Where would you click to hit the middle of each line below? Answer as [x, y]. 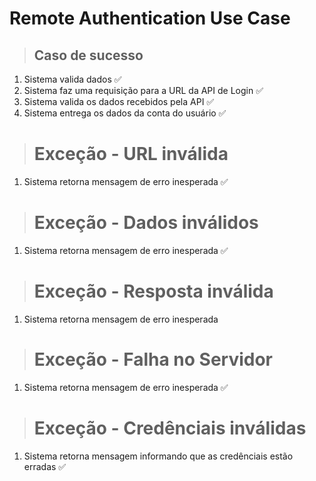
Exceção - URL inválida [131, 154]
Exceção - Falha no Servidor [153, 359]
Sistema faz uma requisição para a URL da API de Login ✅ [143, 90]
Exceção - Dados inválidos [146, 223]
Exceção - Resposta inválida [153, 291]
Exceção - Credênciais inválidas [170, 428]
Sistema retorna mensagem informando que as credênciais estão [158, 456]
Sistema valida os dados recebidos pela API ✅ [119, 101]
